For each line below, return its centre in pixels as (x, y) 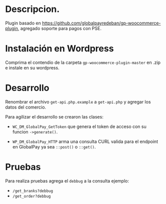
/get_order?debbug (31, 196)
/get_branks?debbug (33, 191)
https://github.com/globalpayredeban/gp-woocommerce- (101, 23)
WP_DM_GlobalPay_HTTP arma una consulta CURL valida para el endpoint (85, 141)
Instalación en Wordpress (59, 49)
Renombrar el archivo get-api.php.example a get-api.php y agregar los (78, 101)
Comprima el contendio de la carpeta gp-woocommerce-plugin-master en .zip (83, 62)
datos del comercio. (26, 107)
